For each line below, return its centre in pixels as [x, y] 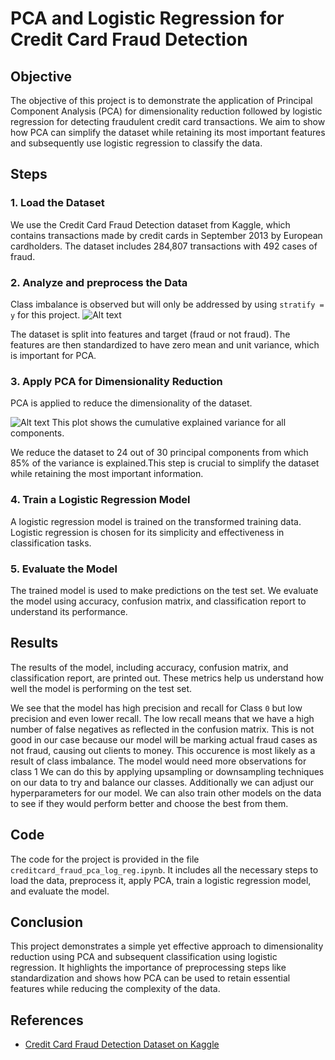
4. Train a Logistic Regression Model [100, 500]
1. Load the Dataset [57, 203]
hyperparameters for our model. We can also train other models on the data [166, 793]
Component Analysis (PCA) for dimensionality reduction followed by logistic [166, 111]
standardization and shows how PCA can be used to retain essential [150, 978]
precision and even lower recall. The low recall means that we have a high [162, 718]
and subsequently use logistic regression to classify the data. [136, 143]
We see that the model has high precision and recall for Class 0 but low [156, 708]
